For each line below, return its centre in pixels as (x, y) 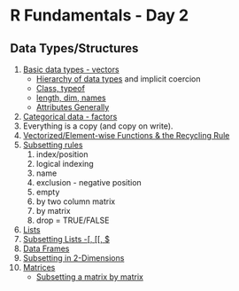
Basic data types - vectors (71, 69)
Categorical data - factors (70, 117)
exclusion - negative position (89, 182)
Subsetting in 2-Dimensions (73, 258)
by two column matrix (76, 201)
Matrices (39, 267)
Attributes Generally (73, 107)
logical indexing (65, 164)
